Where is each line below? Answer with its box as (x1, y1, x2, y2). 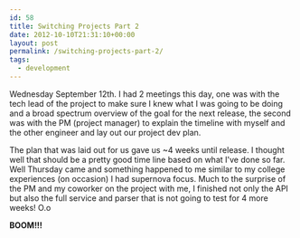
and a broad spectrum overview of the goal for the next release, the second (9, 108, 292, 119)
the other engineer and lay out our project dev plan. (9, 127, 202, 138)
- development (17, 64, 70, 73)
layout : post (9, 38, 59, 48)
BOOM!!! (9, 219, 43, 231)
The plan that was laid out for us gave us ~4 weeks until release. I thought (9, 144, 285, 155)
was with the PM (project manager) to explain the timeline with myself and (9, 117, 286, 128)
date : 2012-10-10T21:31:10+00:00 (9, 30, 136, 39)
